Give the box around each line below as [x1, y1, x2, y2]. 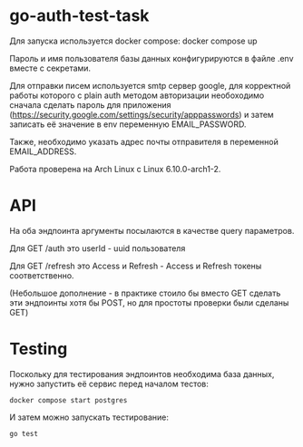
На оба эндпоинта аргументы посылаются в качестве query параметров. [9, 225, 295, 236]
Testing [9, 339, 68, 359]
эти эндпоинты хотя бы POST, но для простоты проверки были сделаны [9, 296, 289, 308]
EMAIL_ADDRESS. [9, 146, 77, 157]
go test [9, 429, 39, 438]
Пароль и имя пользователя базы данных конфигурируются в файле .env [9, 53, 294, 63]
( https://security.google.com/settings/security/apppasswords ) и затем [9, 109, 274, 120]
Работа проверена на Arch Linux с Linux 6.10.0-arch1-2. [9, 163, 221, 174]
